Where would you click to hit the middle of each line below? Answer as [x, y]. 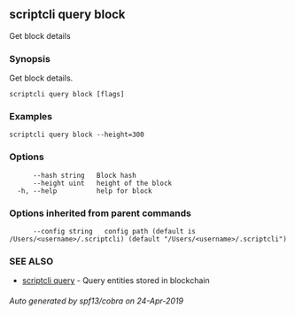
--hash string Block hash [85, 175]
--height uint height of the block [102, 183]
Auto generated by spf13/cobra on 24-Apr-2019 [97, 301]
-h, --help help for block [85, 191]
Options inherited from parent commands [101, 213]
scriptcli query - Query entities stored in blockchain [116, 280]
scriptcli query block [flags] [67, 95]
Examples [31, 117]
